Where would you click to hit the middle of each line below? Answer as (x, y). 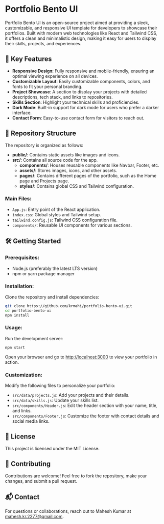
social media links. (31, 421)
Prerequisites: (22, 258)
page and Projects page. (44, 181)
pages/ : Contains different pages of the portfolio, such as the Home (88, 175)
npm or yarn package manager (43, 273)
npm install (17, 315)
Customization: (24, 375)
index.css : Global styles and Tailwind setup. (57, 214)
